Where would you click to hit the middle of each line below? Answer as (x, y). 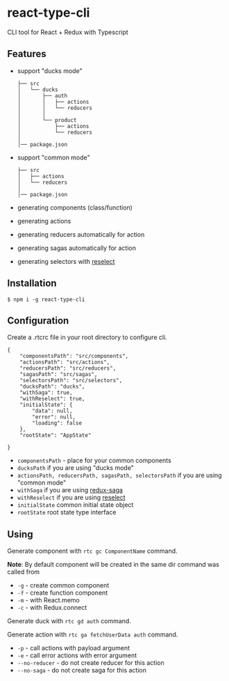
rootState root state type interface (67, 512)
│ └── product (47, 120)
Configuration (38, 321)
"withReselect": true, (52, 399)
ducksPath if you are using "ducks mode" (75, 468)
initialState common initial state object (75, 505)
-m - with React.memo (48, 600)
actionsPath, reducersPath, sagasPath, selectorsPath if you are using (119, 476)
